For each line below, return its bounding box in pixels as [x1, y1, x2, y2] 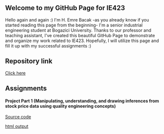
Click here [5, 70, 26, 76]
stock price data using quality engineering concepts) [5, 103, 116, 109]
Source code [5, 114, 31, 120]
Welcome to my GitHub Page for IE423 [5, 4, 125, 12]
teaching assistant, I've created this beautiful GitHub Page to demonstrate [5, 32, 155, 38]
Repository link [5, 57, 53, 66]
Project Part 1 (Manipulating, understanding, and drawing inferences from [5, 98, 159, 104]
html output [5, 123, 29, 129]
